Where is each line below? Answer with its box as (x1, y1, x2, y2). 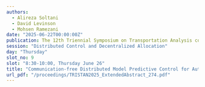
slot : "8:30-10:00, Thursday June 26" (6, 60, 105, 66)
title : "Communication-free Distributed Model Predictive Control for (6, 66, 190, 72)
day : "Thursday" (6, 49, 48, 55)
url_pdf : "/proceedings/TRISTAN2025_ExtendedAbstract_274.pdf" (6, 72, 171, 78)
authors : (6, 9, 29, 15)
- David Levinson (12, 20, 56, 26)
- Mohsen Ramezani (12, 26, 59, 32)
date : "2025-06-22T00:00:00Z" (6, 32, 84, 38)
